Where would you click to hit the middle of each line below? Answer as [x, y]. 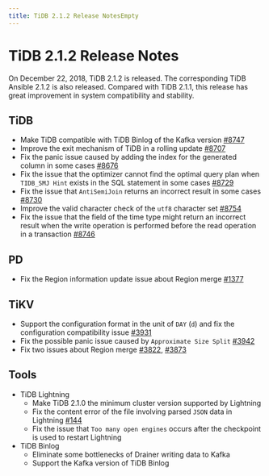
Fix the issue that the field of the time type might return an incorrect [133, 217]
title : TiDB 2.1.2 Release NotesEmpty [74, 16]
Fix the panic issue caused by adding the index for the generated [128, 157]
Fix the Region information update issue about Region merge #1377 [132, 279]
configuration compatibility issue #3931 [86, 332]
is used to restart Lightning [77, 437]
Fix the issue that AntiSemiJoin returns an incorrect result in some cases [140, 191]
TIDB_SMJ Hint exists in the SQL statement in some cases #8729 [127, 183]
